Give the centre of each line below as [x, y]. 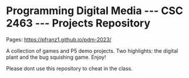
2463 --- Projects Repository [78, 23]
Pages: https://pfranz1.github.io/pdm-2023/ [59, 39]
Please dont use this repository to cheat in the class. [70, 68]
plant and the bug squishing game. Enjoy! [56, 57]
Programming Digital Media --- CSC [95, 11]
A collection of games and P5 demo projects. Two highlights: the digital [92, 50]
